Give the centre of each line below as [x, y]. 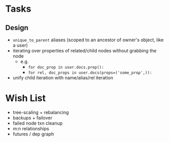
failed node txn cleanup [38, 123]
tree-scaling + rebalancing [41, 112]
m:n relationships [31, 128]
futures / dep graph [33, 134]
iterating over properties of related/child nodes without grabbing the [84, 51]
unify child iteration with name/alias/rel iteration [63, 78]
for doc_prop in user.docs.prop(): [66, 67]
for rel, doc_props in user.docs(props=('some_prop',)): [90, 73]
